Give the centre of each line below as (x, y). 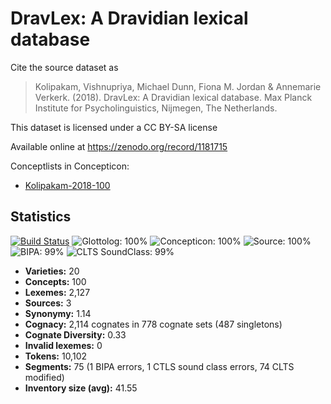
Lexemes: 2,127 (57, 292)
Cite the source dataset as (64, 67)
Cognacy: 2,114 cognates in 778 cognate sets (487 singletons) (153, 324)
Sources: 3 (48, 303)
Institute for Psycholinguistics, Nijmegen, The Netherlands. (156, 108)
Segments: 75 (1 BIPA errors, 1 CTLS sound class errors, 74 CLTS (159, 366)
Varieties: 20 (52, 271)
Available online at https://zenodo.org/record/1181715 (119, 146)
